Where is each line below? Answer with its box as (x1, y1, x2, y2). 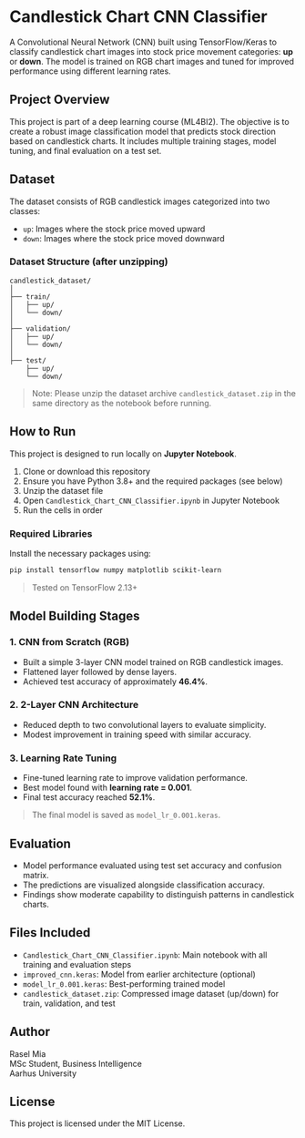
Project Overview (9, 92, 110, 108)
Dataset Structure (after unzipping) (9, 255, 168, 268)
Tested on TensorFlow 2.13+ (31, 581, 138, 593)
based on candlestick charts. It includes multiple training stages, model (9, 135, 277, 147)
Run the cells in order (22, 504, 103, 516)
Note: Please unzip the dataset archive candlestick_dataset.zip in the (31, 387, 296, 398)
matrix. (22, 869, 49, 880)
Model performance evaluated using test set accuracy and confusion (22, 859, 282, 871)
